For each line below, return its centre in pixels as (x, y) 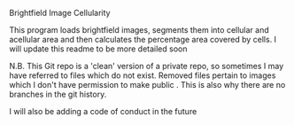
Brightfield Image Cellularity (60, 13)
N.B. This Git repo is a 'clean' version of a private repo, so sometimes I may (147, 66)
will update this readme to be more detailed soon (98, 49)
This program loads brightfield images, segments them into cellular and (139, 30)
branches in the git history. (58, 94)
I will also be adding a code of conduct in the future (103, 111)
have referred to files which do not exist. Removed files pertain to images (143, 75)
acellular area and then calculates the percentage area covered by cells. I (143, 39)
